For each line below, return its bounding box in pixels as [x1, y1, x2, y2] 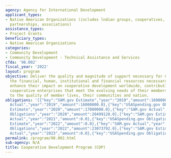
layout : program [5, 69, 40, 74]
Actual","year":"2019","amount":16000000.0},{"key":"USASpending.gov [10, 102, 160, 108]
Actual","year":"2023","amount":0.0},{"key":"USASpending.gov [10, 130, 145, 136]
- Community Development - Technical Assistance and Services [5, 55, 140, 60]
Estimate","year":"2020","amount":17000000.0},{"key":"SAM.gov [10, 107, 147, 112]
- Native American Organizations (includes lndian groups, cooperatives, [5, 17, 165, 22]
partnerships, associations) [10, 21, 72, 27]
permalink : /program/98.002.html [5, 136, 76, 141]
